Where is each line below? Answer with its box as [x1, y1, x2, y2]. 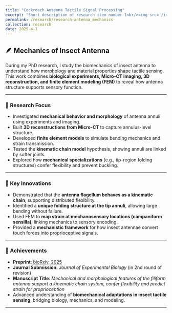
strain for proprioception [12, 286, 65, 292]
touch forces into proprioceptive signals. [12, 229, 98, 236]
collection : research [5, 22, 52, 27]
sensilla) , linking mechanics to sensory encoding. [12, 219, 118, 225]
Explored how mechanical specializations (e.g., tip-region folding [12, 157, 153, 163]
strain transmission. [12, 140, 55, 147]
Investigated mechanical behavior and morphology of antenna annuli [12, 113, 161, 119]
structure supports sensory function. [5, 84, 83, 90]
